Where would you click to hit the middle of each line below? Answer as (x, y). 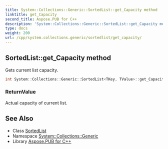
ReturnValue (20, 92)
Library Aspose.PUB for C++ (42, 141)
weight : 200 (17, 33)
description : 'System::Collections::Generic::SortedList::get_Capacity (81, 24)
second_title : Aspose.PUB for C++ (41, 19)
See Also (19, 119)
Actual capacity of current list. (36, 102)
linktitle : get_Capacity (31, 14)
